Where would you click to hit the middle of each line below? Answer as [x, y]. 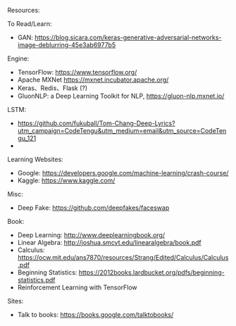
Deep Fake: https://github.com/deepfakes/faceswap [93, 208]
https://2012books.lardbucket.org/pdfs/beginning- [151, 272]
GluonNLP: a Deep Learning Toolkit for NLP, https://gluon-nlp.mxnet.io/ [121, 96]
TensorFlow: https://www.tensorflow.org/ [77, 72]
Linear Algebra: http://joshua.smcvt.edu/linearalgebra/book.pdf [110, 243]
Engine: [18, 58]
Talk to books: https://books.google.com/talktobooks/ [95, 315]
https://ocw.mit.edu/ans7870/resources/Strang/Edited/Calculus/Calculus [123, 257]
